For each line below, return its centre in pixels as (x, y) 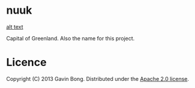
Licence (26, 62)
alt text (15, 27)
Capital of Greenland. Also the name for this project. (70, 38)
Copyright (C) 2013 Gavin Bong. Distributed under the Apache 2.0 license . (98, 78)
